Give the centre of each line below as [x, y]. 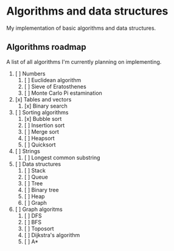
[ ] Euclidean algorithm [53, 80]
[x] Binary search [46, 106]
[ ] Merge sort [42, 131]
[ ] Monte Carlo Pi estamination [63, 93]
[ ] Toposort [39, 229]
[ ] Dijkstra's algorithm [52, 235]
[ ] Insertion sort [44, 125]
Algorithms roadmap [46, 47]
